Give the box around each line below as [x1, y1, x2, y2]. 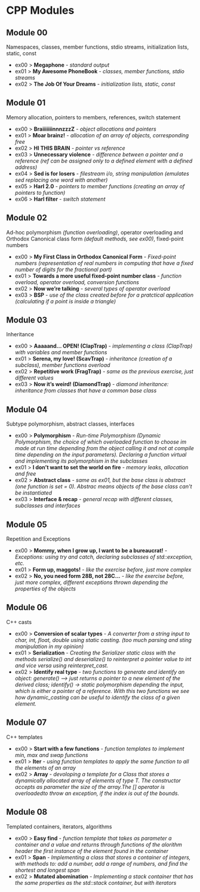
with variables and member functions [14, 349, 107, 356]
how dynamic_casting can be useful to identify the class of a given [14, 694, 180, 701]
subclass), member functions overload [14, 361, 110, 369]
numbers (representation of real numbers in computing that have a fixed [14, 259, 194, 267]
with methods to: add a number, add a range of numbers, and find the [14, 860, 188, 867]
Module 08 [6, 807, 48, 817]
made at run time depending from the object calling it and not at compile [14, 445, 194, 452]
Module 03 [6, 315, 48, 326]
